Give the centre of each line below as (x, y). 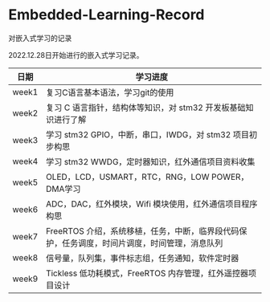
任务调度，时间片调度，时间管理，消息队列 (142, 243)
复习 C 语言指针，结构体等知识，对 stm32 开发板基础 (145, 108)
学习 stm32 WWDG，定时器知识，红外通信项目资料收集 (150, 161)
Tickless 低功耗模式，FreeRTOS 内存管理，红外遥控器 (147, 273)
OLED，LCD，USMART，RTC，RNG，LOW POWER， (147, 177)
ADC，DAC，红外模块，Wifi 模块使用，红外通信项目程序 (151, 204)
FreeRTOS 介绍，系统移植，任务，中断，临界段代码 (142, 231)
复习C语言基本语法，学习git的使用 (110, 92)
